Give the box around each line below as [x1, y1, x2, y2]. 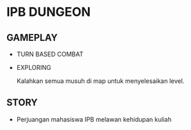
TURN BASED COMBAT [16, 50, 84, 58]
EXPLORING [16, 64, 51, 71]
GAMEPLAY [6, 32, 58, 44]
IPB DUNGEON [6, 4, 91, 20]
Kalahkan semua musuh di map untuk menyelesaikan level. [16, 77, 185, 85]
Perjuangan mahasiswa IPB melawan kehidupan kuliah [16, 115, 172, 123]
